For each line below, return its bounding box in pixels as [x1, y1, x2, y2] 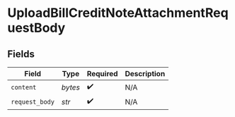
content [11, 83, 37, 91]
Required [86, 69, 118, 78]
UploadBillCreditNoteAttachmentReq [7, 5, 229, 21]
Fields [7, 48, 35, 60]
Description [125, 69, 166, 78]
